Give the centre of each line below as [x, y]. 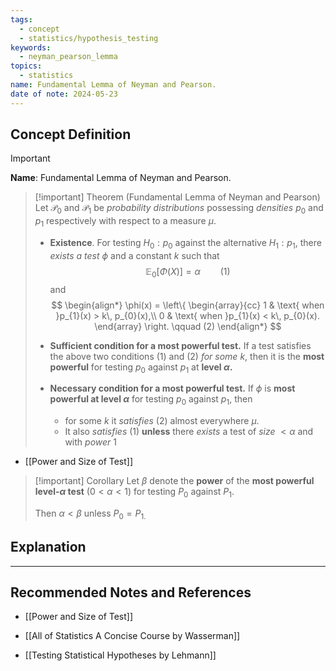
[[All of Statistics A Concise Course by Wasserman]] [132, 636]
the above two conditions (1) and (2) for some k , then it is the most [187, 356]
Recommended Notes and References [131, 592]
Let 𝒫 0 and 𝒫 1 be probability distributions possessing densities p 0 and [179, 209]
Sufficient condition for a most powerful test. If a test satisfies [180, 345]
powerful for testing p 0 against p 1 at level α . [141, 368]
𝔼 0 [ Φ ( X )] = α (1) [188, 272]
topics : [26, 66]
